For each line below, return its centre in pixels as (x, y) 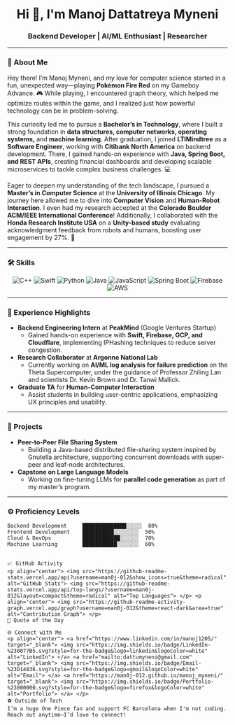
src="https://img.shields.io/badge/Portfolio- (145, 682)
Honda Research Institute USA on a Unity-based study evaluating (104, 223)
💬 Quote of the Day (36, 620)
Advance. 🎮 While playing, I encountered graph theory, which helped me (113, 93)
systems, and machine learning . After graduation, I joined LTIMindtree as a (117, 139)
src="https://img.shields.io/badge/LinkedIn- (143, 645)
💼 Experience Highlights (49, 312)
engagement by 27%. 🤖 (41, 237)
